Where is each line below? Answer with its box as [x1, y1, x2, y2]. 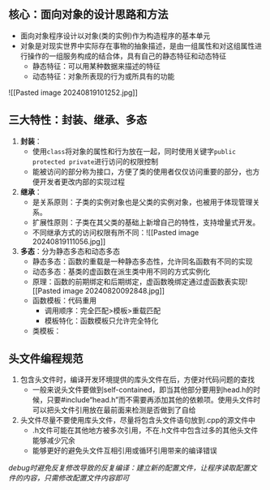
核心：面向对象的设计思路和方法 [8, 7, 169, 22]
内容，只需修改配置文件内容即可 [22, 473, 130, 483]
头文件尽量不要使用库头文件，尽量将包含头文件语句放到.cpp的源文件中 [19, 415, 255, 425]
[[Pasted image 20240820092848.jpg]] [32, 286, 165, 295]
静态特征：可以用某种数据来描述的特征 [32, 61, 161, 71]
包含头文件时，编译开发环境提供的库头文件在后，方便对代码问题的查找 [19, 375, 255, 385]
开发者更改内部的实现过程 [39, 177, 126, 187]
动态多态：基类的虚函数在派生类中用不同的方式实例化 [32, 266, 211, 276]
